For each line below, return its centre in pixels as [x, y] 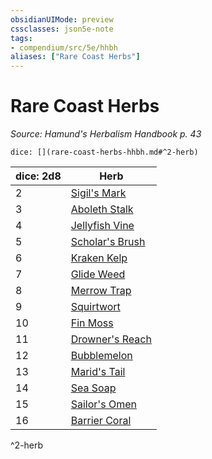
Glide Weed [98, 274]
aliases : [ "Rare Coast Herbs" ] [75, 57]
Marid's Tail [98, 372]
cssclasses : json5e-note [62, 29]
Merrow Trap [101, 291]
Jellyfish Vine [102, 226]
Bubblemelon [101, 356]
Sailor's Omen [103, 404]
